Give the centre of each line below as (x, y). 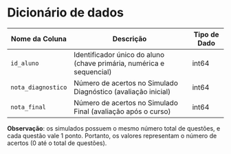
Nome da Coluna (39, 38)
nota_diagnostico (39, 87)
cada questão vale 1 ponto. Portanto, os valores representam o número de (112, 135)
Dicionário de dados (66, 13)
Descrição (130, 38)
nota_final (28, 107)
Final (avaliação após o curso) (122, 111)
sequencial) (92, 71)
